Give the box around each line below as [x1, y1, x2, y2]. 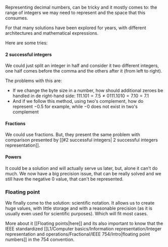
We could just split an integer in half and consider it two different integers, [5, 63, 159, 69]
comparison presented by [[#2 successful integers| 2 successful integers [5, 137, 158, 143]
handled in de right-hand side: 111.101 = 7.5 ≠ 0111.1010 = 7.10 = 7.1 [12, 93, 149, 99]
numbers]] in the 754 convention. [5, 236, 75, 242]
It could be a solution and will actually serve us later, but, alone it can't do [5, 165, 158, 171]
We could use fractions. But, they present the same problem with [5, 132, 140, 138]
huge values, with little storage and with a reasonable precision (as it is [5, 205, 153, 211]
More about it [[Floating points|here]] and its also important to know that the [5, 220, 163, 226]
